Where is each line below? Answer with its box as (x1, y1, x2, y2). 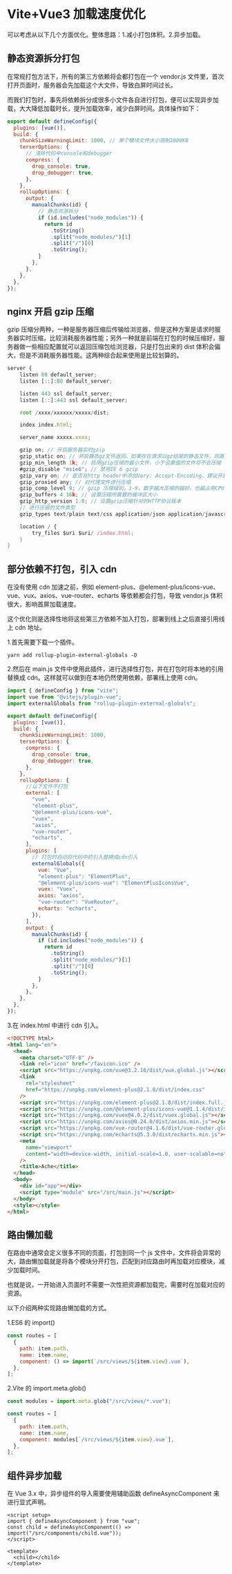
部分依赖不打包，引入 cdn (7, 563, 117, 575)
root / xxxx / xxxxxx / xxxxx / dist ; (19, 409, 110, 416)
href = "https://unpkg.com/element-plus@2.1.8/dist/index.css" (25, 1086, 206, 1093)
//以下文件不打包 (25, 783, 68, 790)
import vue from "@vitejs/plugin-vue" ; (7, 694, 122, 701)
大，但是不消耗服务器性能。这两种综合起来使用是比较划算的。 (7, 351, 183, 360)
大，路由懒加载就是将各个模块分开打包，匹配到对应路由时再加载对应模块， (7, 1257, 219, 1265)
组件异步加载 (7, 1470, 62, 1481)
